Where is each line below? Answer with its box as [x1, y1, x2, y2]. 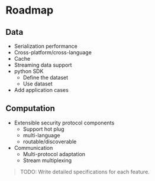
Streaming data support [14, 61, 72, 68]
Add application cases [14, 87, 69, 93]
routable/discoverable [22, 138, 77, 145]
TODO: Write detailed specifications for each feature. [20, 168, 150, 175]
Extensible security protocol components [14, 119, 115, 126]
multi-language [22, 131, 60, 139]
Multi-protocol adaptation [22, 150, 86, 157]
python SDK [14, 68, 44, 74]
